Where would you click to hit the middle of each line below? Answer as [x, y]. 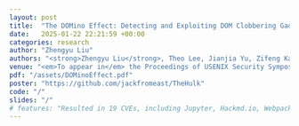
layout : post [33, 17]
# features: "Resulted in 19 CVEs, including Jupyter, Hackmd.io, [135, 108]
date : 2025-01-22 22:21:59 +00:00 [77, 34]
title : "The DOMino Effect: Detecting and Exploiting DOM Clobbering [143, 26]
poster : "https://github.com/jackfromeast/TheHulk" [107, 83]
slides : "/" [31, 100]
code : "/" [28, 91]
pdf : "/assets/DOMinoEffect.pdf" [71, 75]
